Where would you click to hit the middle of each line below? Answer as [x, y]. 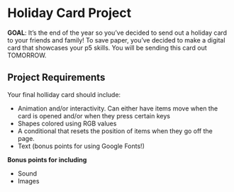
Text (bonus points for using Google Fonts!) [81, 146]
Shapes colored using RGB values [67, 123]
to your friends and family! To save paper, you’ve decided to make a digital [116, 40]
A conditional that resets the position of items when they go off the [115, 131]
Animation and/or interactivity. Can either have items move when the [118, 108]
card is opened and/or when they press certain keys [94, 115]
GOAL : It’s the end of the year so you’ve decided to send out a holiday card [117, 33]
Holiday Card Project [69, 13]
